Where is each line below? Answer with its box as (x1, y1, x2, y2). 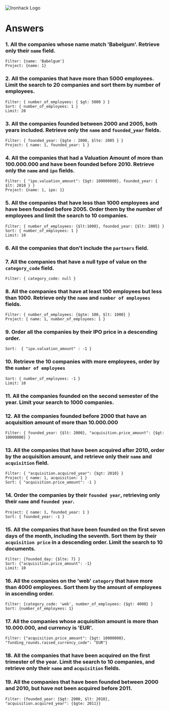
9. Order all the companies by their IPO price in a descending (5, 328, 158, 336)
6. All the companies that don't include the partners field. (5, 244, 149, 251)
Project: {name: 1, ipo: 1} (5, 188, 65, 193)
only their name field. (5, 47, 56, 55)
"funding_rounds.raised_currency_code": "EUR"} (5, 640, 108, 645)
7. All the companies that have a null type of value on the (5, 258, 147, 265)
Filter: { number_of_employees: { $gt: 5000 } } (5, 99, 110, 105)
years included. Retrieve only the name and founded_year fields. (5, 126, 161, 134)
